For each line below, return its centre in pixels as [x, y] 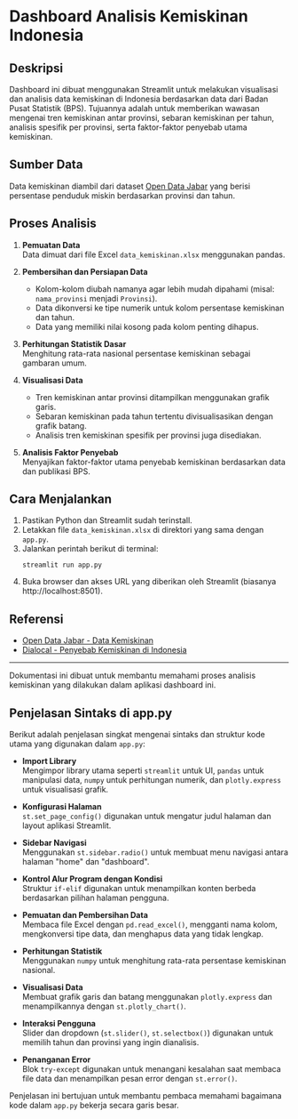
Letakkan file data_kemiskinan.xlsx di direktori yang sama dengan [143, 530]
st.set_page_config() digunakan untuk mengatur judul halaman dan [147, 817]
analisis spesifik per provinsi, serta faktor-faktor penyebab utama [129, 127]
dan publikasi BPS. [56, 471]
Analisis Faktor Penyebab [70, 452]
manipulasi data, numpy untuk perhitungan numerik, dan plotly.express [152, 780]
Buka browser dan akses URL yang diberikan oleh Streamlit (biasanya [149, 582]
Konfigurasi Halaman [62, 807]
